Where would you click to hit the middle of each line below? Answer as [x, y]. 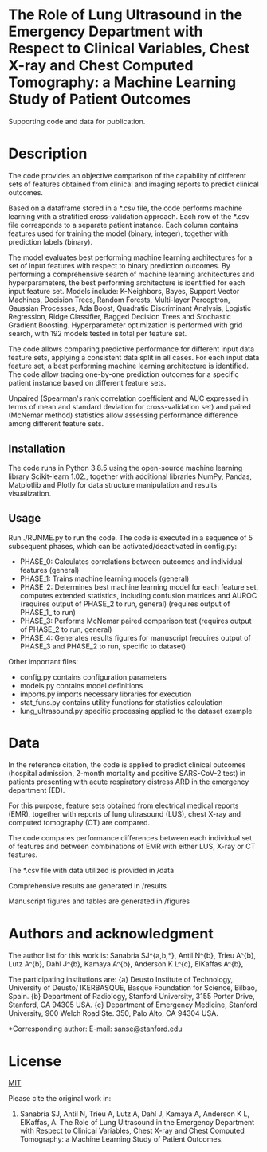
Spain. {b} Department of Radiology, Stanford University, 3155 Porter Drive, [132, 997]
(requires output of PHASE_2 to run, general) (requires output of [125, 604]
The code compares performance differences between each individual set [130, 838]
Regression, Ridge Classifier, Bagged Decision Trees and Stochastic [120, 316]
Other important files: [43, 661]
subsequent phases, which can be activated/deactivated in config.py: [123, 546]
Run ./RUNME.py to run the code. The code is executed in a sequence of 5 [131, 537]
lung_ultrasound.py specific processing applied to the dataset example [136, 711]
